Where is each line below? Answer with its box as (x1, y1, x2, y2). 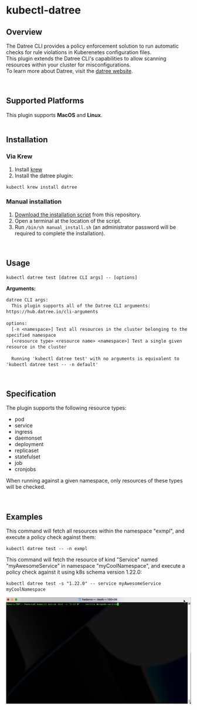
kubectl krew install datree (6, 184, 77, 190)
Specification (6, 389, 56, 398)
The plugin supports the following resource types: (6, 404, 127, 411)
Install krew (14, 166, 43, 173)
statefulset (14, 453, 41, 460)
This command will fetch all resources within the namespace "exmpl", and (6, 527, 185, 535)
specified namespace (6, 332, 57, 338)
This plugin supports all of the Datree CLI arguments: (11, 303, 151, 309)
